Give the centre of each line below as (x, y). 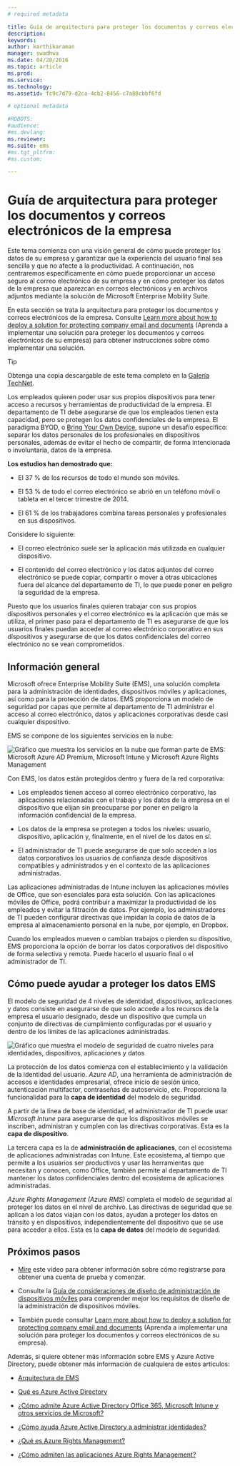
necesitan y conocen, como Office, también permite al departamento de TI (117, 1170)
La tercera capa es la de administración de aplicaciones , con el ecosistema (120, 1148)
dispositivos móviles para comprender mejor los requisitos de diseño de (124, 1298)
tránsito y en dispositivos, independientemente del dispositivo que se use (115, 1222)
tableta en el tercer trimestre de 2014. (73, 499)
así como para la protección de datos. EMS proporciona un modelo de (110, 699)
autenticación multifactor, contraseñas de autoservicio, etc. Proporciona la (117, 1089)
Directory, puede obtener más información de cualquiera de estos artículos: (119, 1364)
